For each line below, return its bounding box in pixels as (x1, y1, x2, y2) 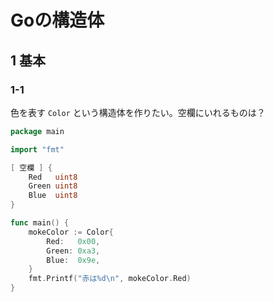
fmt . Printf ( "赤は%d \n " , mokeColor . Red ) (28, 274, 192, 284)
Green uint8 (28, 181, 78, 191)
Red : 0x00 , (46, 236, 101, 246)
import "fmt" (10, 144, 65, 155)
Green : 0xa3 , (46, 246, 101, 256)
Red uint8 (28, 172, 78, 182)
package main (10, 126, 65, 136)
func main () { (10, 218, 70, 228)
